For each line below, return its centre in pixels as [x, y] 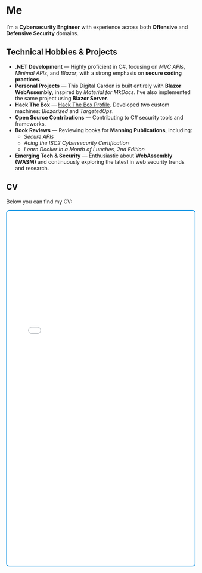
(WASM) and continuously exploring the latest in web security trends [100, 161]
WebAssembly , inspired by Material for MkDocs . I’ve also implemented [102, 92]
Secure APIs [39, 136]
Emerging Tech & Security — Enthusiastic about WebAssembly [94, 156]
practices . [27, 79]
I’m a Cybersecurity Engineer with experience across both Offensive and [97, 27]
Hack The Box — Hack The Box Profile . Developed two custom [92, 105]
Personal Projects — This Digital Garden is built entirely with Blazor [98, 86]
